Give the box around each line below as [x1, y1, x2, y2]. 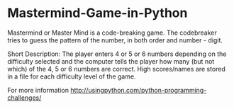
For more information [7, 86, 69, 94]
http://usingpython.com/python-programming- [70, 86, 207, 94]
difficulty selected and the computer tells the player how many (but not [7, 57, 215, 65]
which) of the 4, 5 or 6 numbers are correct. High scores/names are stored [7, 64, 225, 73]
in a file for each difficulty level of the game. [7, 72, 136, 81]
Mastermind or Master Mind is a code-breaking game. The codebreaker [7, 28, 218, 37]
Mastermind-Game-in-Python [7, 5, 188, 21]
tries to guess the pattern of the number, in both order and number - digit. [7, 35, 223, 44]
